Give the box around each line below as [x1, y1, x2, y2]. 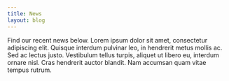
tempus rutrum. [7, 66, 53, 74]
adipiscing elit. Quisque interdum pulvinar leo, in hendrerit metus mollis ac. [7, 43, 223, 52]
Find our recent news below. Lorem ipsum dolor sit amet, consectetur [7, 36, 208, 44]
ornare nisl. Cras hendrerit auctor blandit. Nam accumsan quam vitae [7, 58, 207, 66]
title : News [7, 10, 42, 17]
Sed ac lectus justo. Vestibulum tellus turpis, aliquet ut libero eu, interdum [7, 50, 219, 59]
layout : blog [7, 17, 46, 24]
